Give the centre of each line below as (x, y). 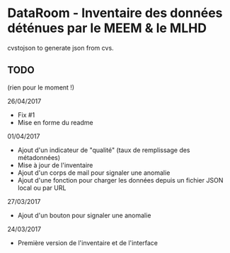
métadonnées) (39, 157)
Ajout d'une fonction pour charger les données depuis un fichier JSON (120, 180)
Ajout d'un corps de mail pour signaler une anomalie (94, 173)
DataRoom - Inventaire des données (115, 13)
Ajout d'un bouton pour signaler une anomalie (84, 215)
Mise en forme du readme (55, 122)
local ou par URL (42, 188)
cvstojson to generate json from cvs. (61, 48)
